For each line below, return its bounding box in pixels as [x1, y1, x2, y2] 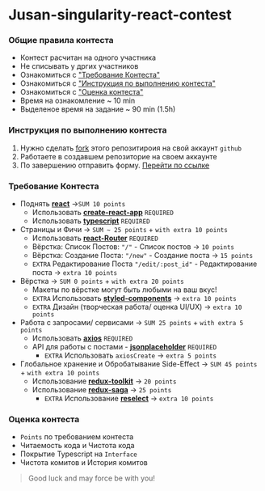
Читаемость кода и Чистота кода [19, 441, 135, 451]
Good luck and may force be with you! [27, 473, 156, 483]
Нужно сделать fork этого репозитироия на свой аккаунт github [19, 143, 242, 153]
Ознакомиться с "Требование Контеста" [19, 70, 160, 80]
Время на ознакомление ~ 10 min [19, 95, 136, 106]
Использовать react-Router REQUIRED [32, 233, 159, 243]
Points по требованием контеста [19, 432, 134, 442]
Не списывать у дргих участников [19, 61, 139, 71]
